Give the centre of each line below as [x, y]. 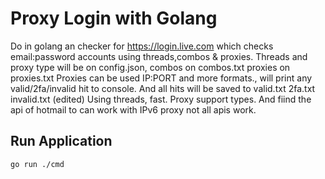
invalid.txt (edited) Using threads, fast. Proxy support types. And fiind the [161, 99]
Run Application [61, 141]
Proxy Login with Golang [114, 18]
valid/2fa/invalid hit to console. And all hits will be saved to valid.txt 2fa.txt [163, 88]
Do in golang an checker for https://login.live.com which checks [142, 46]
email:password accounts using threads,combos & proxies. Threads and [159, 56]
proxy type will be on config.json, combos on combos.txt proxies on [150, 67]
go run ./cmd [37, 164]
